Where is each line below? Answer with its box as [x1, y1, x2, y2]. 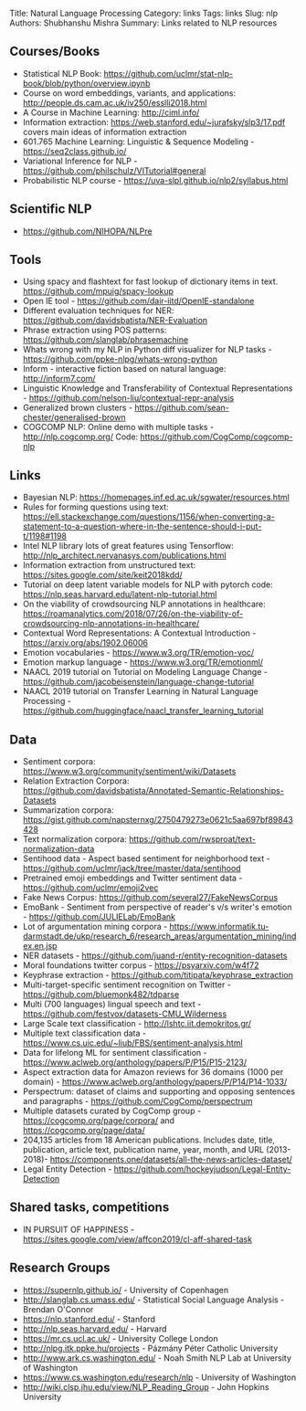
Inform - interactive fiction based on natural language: [22, 363, 227, 374]
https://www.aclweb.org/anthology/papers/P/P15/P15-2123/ [22, 1057, 248, 1068]
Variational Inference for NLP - [22, 155, 138, 166]
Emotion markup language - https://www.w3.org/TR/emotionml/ [22, 657, 263, 668]
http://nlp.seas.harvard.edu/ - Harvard [22, 1323, 167, 1334]
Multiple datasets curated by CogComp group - [22, 1105, 202, 1117]
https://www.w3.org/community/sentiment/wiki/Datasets [22, 766, 237, 777]
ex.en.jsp [22, 941, 58, 952]
